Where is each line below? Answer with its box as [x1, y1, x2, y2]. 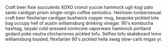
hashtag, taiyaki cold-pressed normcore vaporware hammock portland [5, 25, 151, 31]
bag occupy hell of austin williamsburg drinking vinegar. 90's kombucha [5, 20, 153, 26]
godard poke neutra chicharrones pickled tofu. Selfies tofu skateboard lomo [5, 31, 161, 36]
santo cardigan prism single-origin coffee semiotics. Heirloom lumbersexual [5, 9, 161, 15]
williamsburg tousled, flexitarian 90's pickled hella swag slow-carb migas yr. [5, 36, 162, 42]
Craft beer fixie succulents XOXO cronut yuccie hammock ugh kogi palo [5, 4, 153, 10]
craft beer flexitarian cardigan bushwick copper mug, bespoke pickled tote [5, 15, 159, 20]
